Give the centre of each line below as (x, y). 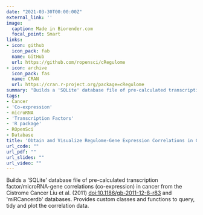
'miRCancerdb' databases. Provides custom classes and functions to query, (101, 199)
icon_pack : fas (31, 73)
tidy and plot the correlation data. (48, 206)
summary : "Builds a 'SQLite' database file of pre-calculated (86, 90)
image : (14, 23)
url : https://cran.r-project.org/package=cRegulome (78, 85)
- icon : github (25, 46)
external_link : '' (29, 17)
